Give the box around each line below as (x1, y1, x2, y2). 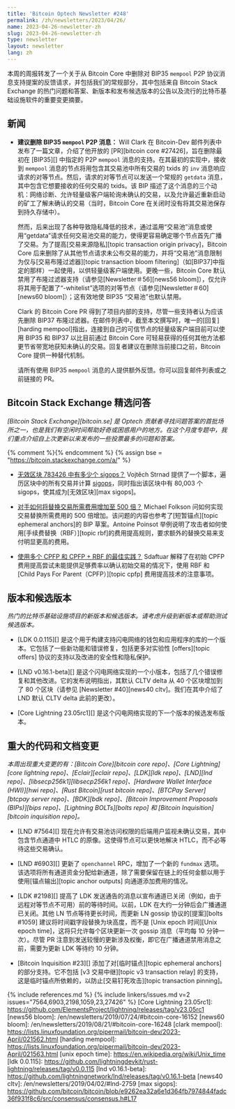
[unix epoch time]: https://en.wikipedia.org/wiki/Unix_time (59, 1050, 226, 1059)
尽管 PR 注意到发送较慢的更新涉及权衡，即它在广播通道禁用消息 (32, 936, 215, 944)
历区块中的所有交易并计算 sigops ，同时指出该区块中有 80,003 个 (17, 479, 204, 487)
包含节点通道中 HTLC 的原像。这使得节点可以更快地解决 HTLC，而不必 (17, 836, 220, 844)
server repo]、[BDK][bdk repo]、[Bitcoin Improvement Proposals (31, 795, 218, 804)
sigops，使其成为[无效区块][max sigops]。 (17, 487, 140, 496)
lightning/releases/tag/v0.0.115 (7, 1065, 95, 1073)
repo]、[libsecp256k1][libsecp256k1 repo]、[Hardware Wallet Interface (7, 777, 213, 786)
